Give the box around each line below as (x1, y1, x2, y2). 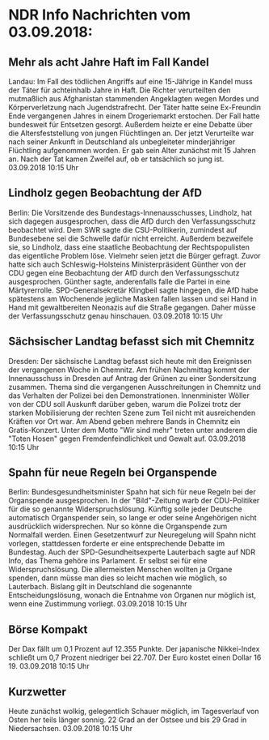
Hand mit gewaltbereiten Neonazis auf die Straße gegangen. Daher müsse (8, 302, 256, 312)
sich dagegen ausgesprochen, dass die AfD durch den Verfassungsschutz (8, 216, 256, 226)
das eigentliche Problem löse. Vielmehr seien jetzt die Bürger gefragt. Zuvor (8, 250, 261, 260)
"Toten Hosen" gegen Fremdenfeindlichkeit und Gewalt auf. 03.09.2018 (8, 434, 246, 443)
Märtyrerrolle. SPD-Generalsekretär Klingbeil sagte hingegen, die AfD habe (8, 285, 258, 295)
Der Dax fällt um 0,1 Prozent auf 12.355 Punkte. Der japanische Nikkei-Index (8, 644, 260, 654)
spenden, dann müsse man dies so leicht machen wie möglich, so (8, 573, 228, 583)
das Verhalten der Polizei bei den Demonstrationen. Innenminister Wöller (8, 391, 250, 400)
